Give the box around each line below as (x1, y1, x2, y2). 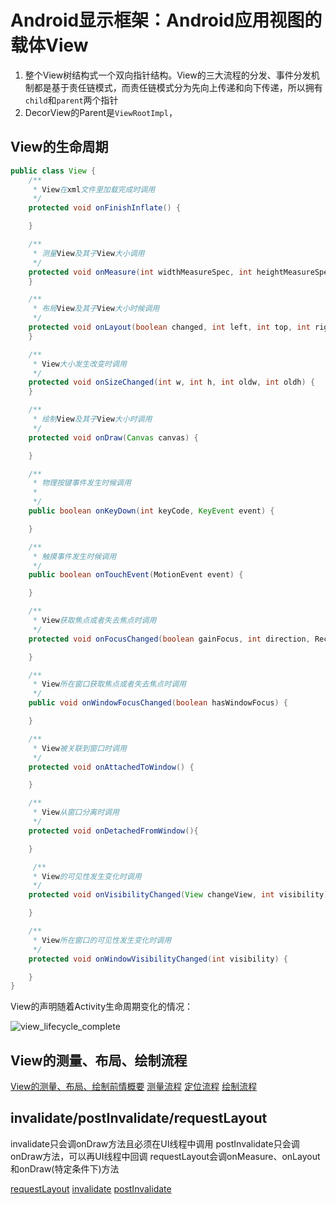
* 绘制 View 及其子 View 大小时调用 (32, 414, 153, 424)
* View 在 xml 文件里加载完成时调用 (32, 184, 156, 195)
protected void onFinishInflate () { (28, 203, 182, 213)
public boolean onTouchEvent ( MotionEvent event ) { (28, 570, 244, 580)
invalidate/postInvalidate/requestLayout (10, 1110, 268, 1127)
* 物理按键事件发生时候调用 (32, 478, 132, 488)
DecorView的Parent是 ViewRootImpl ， (24, 106, 178, 118)
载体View (10, 34, 89, 57)
